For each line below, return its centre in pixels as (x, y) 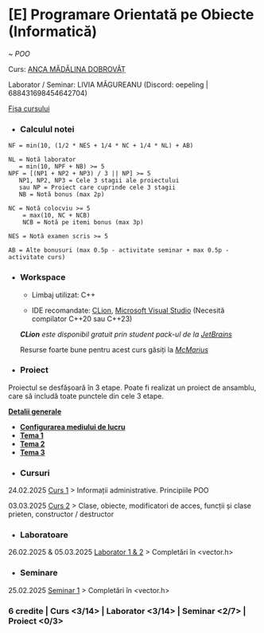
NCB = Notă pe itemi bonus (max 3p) (83, 222)
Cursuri (35, 473)
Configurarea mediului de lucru (72, 427)
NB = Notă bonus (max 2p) (62, 195)
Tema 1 (31, 435)
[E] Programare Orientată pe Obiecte (131, 15)
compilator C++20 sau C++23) (82, 318)
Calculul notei (47, 129)
